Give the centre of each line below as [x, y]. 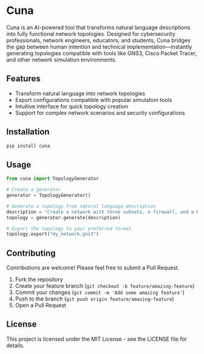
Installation [28, 132]
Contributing [31, 253]
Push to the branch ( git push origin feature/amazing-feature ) [94, 299]
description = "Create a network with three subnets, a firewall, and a [100, 212]
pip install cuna [28, 146]
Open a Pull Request [41, 305]
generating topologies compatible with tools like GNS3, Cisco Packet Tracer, [102, 53]
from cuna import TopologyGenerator [53, 179]
